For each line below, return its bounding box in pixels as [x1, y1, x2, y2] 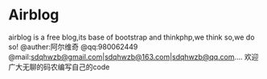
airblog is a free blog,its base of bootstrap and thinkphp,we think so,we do [8, 32, 255, 42]
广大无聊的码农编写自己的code [8, 62, 110, 72]
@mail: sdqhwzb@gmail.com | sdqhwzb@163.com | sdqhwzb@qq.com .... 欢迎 [8, 52, 259, 61]
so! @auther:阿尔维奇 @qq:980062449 [8, 42, 138, 52]
